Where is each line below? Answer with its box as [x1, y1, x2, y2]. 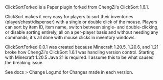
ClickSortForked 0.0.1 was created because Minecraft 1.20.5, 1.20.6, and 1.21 [5, 44, 159, 50]
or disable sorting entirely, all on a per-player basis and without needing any [5, 29, 159, 35]
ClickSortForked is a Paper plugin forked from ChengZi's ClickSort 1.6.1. [5, 4, 149, 10]
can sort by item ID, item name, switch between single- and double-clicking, [5, 24, 159, 30]
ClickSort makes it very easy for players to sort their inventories [5, 14, 134, 19]
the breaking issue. [5, 60, 44, 65]
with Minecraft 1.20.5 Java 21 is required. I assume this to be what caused [5, 54, 154, 60]
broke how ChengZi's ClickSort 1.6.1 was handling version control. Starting [5, 49, 155, 55]
